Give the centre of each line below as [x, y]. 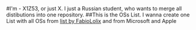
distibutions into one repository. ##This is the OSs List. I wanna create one [98, 15]
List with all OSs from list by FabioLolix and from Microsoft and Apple [91, 21]
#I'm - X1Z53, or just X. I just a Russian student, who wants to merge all [94, 9]
